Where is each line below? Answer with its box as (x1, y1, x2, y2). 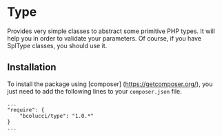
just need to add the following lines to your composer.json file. (7, 87, 183, 95)
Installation (7, 61, 57, 73)
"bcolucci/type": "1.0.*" (19, 112, 94, 119)
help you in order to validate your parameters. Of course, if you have (7, 34, 202, 42)
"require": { (7, 106, 45, 114)
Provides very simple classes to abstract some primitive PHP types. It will (7, 27, 215, 35)
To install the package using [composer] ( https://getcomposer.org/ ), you (7, 80, 213, 88)
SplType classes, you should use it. (7, 41, 108, 50)
